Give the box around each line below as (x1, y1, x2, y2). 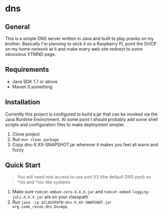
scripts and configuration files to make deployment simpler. (5, 122, 125, 127)
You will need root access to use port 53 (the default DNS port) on (17, 174, 151, 180)
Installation (5, 98, 40, 106)
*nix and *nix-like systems (17, 179, 71, 185)
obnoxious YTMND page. (5, 51, 56, 57)
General (5, 23, 30, 31)
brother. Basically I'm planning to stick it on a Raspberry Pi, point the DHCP (5, 41, 157, 47)
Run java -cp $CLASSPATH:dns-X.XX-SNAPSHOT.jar (12, 199, 112, 205)
